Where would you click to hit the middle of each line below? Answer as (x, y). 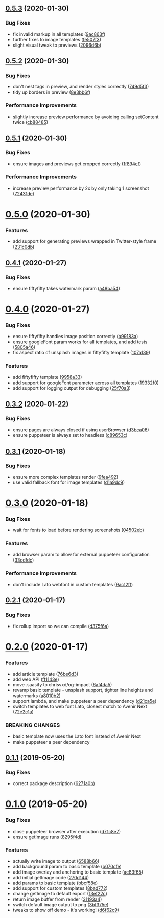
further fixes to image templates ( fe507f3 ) (57, 39)
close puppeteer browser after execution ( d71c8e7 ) (67, 831)
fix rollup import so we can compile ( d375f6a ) (61, 626)
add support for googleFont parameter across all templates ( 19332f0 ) (86, 383)
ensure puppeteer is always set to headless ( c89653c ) (70, 435)
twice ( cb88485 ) (30, 122)
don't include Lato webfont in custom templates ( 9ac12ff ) (73, 585)
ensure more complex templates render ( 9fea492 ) (65, 477)
